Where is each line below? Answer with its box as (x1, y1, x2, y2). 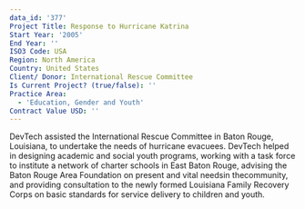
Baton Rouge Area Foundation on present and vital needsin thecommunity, (9, 170, 289, 181)
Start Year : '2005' (9, 30, 84, 39)
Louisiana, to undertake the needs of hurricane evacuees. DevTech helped (9, 141, 290, 152)
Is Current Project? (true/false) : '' (9, 81, 157, 90)
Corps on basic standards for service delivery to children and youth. (9, 189, 266, 200)
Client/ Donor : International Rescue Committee (9, 73, 194, 82)
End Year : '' (9, 38, 59, 48)
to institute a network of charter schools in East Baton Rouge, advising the (9, 160, 288, 171)
